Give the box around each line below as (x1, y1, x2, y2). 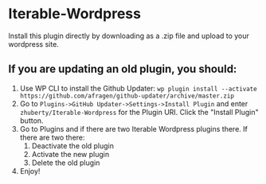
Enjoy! (19, 166, 41, 175)
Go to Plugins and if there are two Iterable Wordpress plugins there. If (19, 124, 248, 133)
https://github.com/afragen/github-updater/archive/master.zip (19, 92, 235, 100)
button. (19, 116, 44, 125)
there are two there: (19, 132, 85, 142)
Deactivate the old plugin (31, 140, 114, 151)
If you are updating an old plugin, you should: (8, 63, 237, 76)
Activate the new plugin (31, 149, 110, 159)
